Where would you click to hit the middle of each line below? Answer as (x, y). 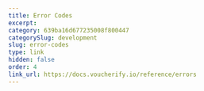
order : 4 (23, 67)
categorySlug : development (53, 38)
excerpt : (23, 23)
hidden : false (32, 60)
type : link (26, 52)
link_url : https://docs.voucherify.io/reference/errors (102, 74)
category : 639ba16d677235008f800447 (69, 30)
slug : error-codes (38, 45)
